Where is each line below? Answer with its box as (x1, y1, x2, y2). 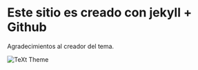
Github (7, 19, 47, 35)
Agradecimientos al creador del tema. (7, 42, 115, 50)
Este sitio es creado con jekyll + (7, 5, 192, 21)
